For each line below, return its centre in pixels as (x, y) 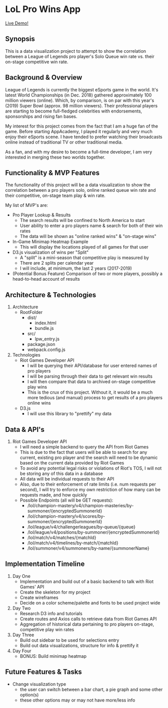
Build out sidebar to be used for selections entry (69, 640)
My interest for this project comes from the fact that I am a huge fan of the (82, 126)
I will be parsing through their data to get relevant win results (90, 376)
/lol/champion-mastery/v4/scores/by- (66, 516)
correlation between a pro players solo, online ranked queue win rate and (80, 190)
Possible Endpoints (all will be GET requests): (66, 500)
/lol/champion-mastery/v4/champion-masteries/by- (80, 505)
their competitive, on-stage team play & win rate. (55, 196)
